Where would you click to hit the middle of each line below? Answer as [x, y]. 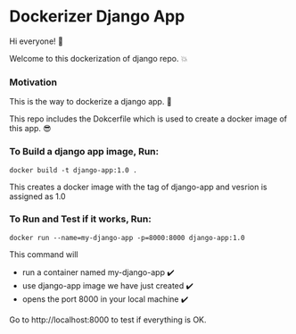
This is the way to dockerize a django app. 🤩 [90, 102]
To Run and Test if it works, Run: [80, 219]
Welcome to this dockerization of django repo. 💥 [99, 58]
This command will [44, 254]
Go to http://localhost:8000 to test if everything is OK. [108, 320]
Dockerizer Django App [97, 17]
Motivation [33, 82]
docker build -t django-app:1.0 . [74, 170]
